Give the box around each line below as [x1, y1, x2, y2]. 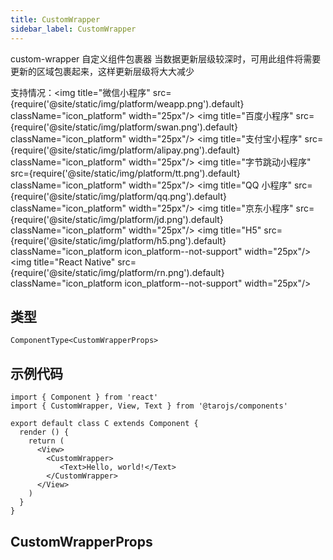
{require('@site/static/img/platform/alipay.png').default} [10, 144, 241, 156]
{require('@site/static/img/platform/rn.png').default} [10, 266, 225, 278]
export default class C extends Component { [10, 419, 199, 429]
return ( [28, 436, 65, 446]
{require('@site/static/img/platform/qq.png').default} [10, 190, 228, 202]
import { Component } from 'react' [10, 392, 159, 403]
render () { [19, 427, 70, 438]
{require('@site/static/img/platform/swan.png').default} [10, 121, 238, 133]
